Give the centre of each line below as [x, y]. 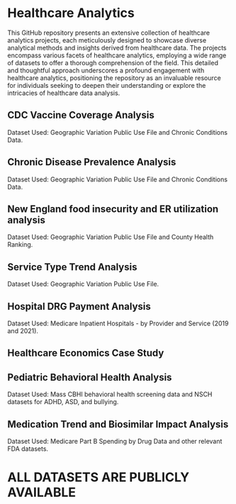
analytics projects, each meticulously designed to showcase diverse [107, 40]
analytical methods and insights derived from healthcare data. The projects [117, 47]
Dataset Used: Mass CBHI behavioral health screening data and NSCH [110, 394]
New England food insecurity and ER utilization [113, 209]
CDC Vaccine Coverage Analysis [81, 115]
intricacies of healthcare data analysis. [64, 93]
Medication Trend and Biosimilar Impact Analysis [118, 424]
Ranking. [20, 245]
